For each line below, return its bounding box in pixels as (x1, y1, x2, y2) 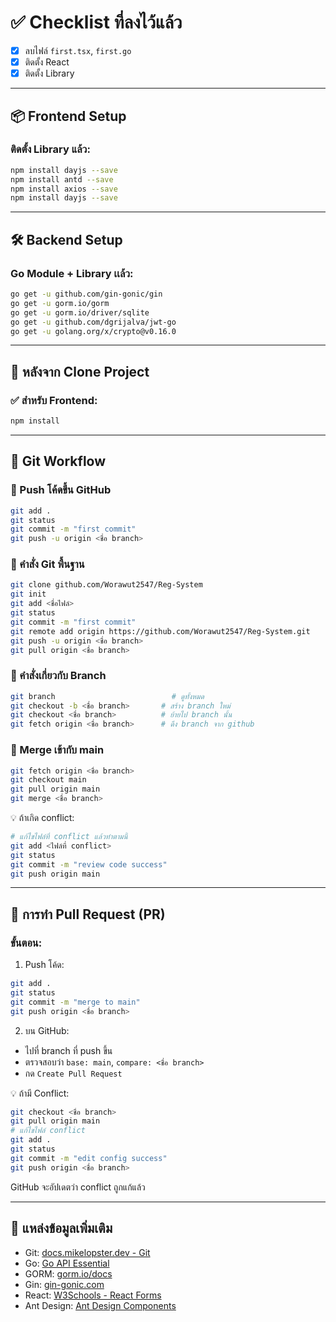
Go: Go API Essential (24, 1257, 110, 1269)
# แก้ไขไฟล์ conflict (10, 1126, 86, 1136)
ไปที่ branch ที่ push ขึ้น (24, 1044, 113, 1056)
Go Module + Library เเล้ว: (10, 266, 134, 280)
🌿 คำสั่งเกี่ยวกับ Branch (10, 669, 107, 683)
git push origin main (10, 869, 101, 879)
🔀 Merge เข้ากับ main (10, 743, 105, 757)
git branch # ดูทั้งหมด (10, 691, 205, 701)
